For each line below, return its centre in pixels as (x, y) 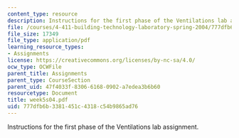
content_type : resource (43, 14)
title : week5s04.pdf (38, 100)
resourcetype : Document (43, 93)
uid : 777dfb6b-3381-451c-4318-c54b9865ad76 (73, 107)
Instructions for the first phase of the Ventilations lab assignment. (103, 127)
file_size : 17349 (33, 34)
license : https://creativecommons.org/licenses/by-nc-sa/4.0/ (101, 60)
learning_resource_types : (46, 47)
